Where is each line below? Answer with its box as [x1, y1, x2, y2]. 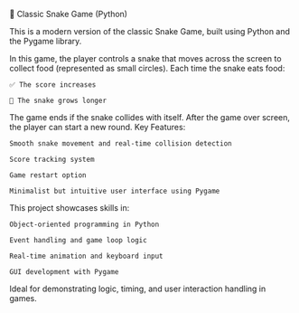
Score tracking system [9, 155, 95, 164]
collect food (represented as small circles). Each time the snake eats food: [9, 63, 285, 73]
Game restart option [9, 171, 88, 180]
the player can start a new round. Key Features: [9, 122, 186, 132]
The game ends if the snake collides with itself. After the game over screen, [9, 112, 291, 122]
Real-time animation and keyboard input [9, 251, 164, 261]
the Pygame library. [9, 36, 82, 46]
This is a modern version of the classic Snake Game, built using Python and [9, 26, 291, 36]
